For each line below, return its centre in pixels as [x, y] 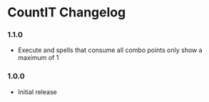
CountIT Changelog [67, 12]
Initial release [37, 92]
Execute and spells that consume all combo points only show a [110, 50]
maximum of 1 [38, 58]
